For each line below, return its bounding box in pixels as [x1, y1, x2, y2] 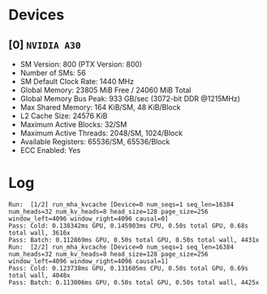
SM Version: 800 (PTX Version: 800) [19, 59, 143, 69]
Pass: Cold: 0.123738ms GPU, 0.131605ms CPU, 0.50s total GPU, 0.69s [8, 264, 249, 272]
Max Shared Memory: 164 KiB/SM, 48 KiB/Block [19, 103, 181, 112]
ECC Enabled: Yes [19, 146, 81, 155]
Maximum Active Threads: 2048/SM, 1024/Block [19, 128, 183, 138]
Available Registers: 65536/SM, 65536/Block [19, 137, 170, 147]
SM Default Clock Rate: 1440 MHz [19, 77, 135, 86]
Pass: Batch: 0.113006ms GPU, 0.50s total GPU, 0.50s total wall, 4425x [8, 278, 260, 287]
